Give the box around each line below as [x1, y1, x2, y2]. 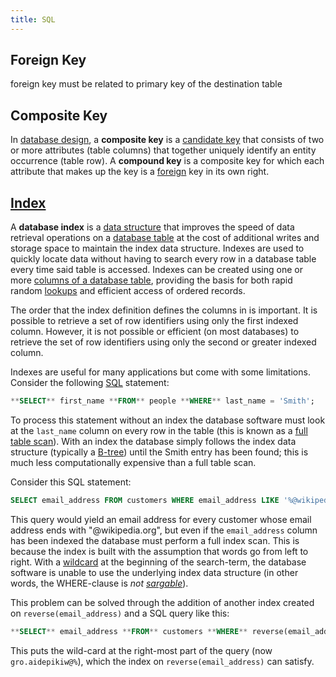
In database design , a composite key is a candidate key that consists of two [10, 134, 325, 146]
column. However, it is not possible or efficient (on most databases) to [10, 326, 300, 338]
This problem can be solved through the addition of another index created [10, 596, 315, 608]
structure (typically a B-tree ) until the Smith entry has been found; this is [10, 446, 309, 458]
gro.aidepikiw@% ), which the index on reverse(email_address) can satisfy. [10, 655, 315, 667]
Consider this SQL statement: [10, 476, 132, 488]
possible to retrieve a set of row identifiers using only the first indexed [10, 315, 299, 327]
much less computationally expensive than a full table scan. [10, 456, 257, 468]
